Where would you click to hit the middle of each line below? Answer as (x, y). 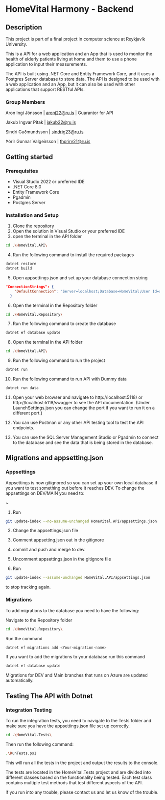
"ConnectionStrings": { (30, 287)
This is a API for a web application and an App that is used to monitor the (79, 54)
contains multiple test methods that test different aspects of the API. (74, 782)
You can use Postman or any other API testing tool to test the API (78, 422)
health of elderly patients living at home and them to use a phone (71, 59)
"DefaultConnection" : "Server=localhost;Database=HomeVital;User (82, 291)
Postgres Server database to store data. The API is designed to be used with (82, 79)
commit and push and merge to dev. (49, 550)
